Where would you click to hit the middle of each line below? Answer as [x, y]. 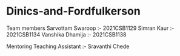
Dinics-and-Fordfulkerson [73, 11]
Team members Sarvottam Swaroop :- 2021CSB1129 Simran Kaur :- [90, 28]
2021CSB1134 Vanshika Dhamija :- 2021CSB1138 [66, 34]
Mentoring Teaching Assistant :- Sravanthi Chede [68, 46]
